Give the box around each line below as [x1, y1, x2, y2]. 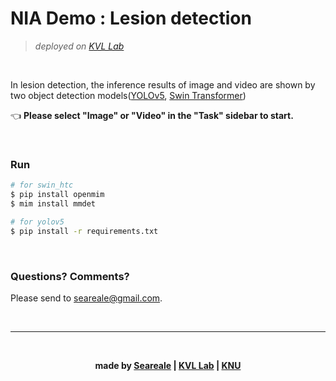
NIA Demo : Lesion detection [10, 7, 252, 30]
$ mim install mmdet [10, 198, 97, 209]
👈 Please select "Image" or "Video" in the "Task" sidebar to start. [10, 109, 294, 121]
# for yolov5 [10, 217, 65, 227]
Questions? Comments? [10, 269, 130, 283]
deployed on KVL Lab [34, 40, 125, 52]
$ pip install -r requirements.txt [10, 226, 159, 236]
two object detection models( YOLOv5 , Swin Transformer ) [10, 89, 247, 101]
